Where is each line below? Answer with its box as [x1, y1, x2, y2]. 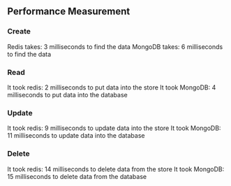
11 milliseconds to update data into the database [7, 131, 145, 140]
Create [7, 27, 31, 36]
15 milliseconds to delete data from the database [7, 172, 147, 180]
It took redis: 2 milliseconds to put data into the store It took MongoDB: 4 [7, 83, 216, 92]
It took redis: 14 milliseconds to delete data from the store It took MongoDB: [7, 164, 225, 173]
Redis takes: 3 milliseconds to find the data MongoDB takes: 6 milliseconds [7, 42, 223, 51]
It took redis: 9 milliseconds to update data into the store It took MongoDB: [7, 124, 221, 132]
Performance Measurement [7, 6, 131, 17]
